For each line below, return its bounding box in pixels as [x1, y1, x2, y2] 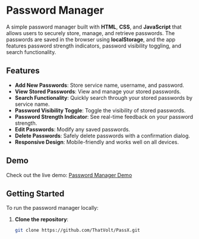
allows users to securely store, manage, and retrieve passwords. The [6, 29, 175, 36]
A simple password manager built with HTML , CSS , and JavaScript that [6, 23, 182, 30]
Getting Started [6, 188, 65, 199]
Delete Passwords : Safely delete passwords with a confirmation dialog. [14, 132, 190, 139]
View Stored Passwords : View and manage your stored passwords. [14, 87, 181, 95]
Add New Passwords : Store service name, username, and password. [14, 81, 184, 89]
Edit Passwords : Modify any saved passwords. [14, 125, 131, 133]
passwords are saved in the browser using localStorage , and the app [6, 36, 176, 43]
